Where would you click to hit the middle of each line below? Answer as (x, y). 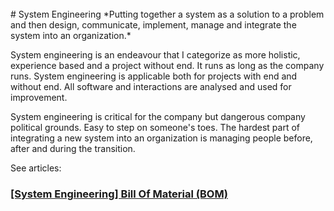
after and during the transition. (73, 148)
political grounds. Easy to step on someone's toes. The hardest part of (155, 127)
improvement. (39, 97)
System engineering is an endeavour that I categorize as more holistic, (155, 55)
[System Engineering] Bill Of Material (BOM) (119, 194)
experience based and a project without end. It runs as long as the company (167, 65)
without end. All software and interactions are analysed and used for (151, 86)
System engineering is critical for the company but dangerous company (158, 116)
